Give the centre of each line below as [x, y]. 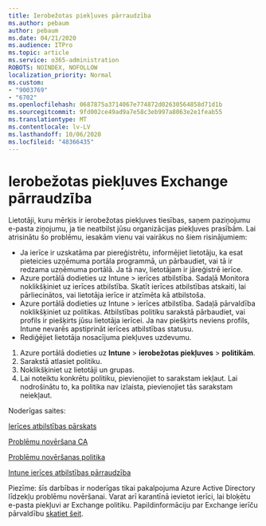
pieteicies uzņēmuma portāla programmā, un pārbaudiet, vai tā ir [126, 261]
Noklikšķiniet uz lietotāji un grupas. [77, 370]
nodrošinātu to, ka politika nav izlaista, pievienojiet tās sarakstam [126, 387]
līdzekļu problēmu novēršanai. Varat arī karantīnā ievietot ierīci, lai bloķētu [129, 496]
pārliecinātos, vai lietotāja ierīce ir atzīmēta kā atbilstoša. [113, 295]
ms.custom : [26, 82]
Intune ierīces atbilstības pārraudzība [70, 473]
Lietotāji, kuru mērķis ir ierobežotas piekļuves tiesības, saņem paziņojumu [129, 220]
